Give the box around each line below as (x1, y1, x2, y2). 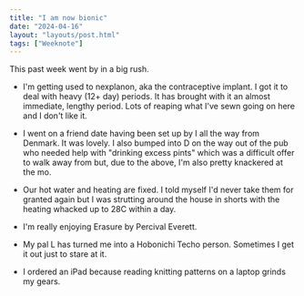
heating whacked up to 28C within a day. (22, 204, 177, 215)
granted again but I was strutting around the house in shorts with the (22, 194, 280, 205)
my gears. (22, 276, 61, 287)
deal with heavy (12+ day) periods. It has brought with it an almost (22, 91, 271, 102)
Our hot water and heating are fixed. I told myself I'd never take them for (22, 184, 294, 196)
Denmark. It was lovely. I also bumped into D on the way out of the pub (22, 138, 289, 148)
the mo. (22, 167, 52, 178)
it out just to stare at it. (22, 249, 107, 260)
